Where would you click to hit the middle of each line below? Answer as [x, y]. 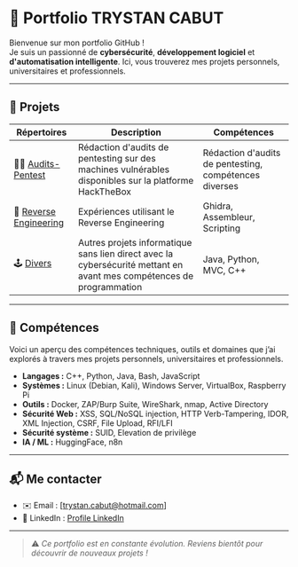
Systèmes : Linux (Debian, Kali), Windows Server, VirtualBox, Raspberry [154, 385]
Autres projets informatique [135, 242]
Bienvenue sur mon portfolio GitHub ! [77, 43]
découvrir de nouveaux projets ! [89, 553]
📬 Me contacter [55, 479]
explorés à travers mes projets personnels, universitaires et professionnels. [146, 358]
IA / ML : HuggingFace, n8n [72, 442]
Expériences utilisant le [126, 211]
